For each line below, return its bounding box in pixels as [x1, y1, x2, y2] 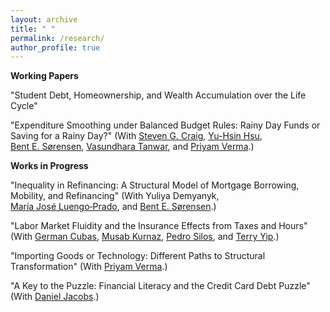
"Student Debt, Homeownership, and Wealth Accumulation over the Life [10, 89, 307, 101]
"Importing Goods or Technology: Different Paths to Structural [10, 250, 266, 262]
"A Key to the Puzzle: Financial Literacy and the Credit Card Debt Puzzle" [10, 280, 311, 292]
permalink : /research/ [10, 33, 105, 43]
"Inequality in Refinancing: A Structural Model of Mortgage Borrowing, [10, 179, 300, 191]
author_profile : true [10, 42, 101, 53]
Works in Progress [10, 160, 89, 172]
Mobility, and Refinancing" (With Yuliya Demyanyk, [10, 190, 220, 202]
